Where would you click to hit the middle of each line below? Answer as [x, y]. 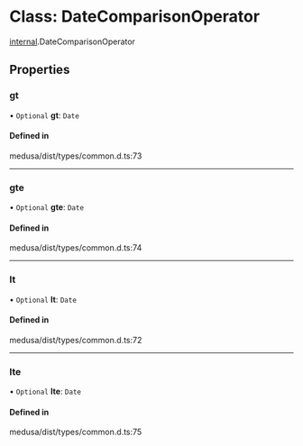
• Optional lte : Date [45, 391]
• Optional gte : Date [46, 207]
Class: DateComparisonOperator [134, 17]
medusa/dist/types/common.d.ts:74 [76, 248]
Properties [40, 70]
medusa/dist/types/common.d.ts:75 [76, 432]
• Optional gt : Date [44, 115]
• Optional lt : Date [43, 299]
